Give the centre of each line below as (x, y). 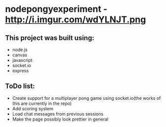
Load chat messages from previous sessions (58, 114)
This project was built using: (50, 38)
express (20, 71)
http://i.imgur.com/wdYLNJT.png (76, 20)
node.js (20, 50)
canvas (20, 55)
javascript (22, 60)
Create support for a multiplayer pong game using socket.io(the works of (86, 98)
